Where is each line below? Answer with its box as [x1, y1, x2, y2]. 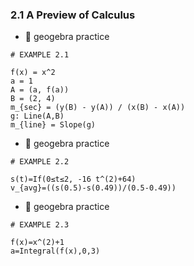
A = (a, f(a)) [10, 85, 70, 95]
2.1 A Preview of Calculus [10, 8, 136, 22]
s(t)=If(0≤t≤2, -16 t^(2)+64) [10, 174, 137, 185]
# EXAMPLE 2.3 [10, 220, 70, 230]
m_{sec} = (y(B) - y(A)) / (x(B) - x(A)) [10, 103, 186, 113]
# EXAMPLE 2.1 [10, 50, 70, 60]
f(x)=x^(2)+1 [10, 238, 65, 248]
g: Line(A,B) [10, 111, 65, 122]
